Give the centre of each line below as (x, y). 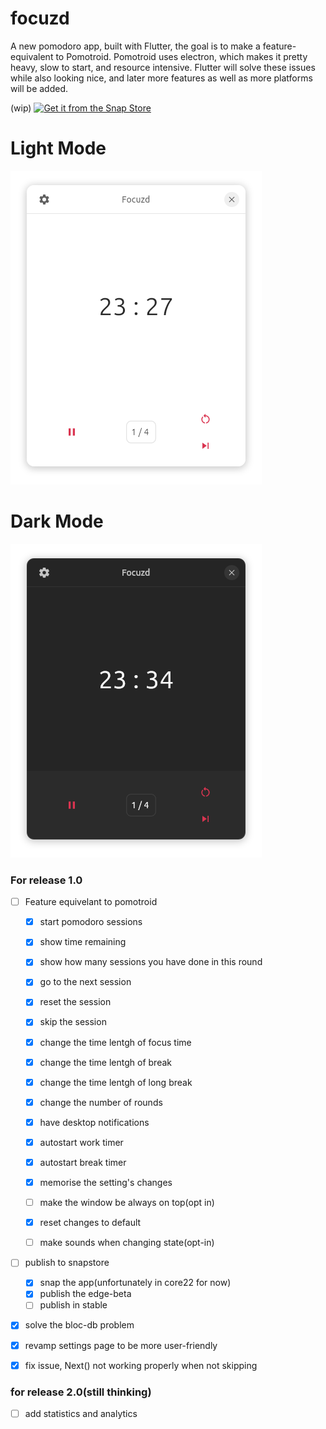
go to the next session (85, 982)
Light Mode (58, 148)
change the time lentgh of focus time (115, 1042)
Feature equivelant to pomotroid (91, 902)
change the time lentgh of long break (116, 1082)
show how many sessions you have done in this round (151, 962)
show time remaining (83, 942)
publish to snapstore (67, 1263)
